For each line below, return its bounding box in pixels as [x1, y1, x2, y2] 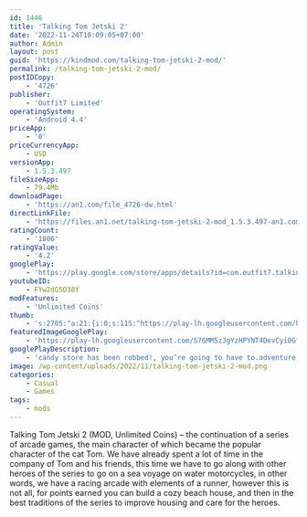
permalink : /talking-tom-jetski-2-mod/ [9, 65, 162, 74]
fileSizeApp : [9, 174, 59, 184]
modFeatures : [9, 293, 59, 302]
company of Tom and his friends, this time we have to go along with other [9, 458, 287, 469]
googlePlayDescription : [9, 344, 101, 353]
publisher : [9, 90, 51, 99]
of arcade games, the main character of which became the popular [9, 438, 262, 449]
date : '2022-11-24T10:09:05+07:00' [9, 30, 145, 39]
